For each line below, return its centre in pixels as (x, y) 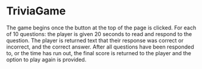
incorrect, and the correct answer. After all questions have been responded (100, 47)
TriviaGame (36, 11)
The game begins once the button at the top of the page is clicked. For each (101, 28)
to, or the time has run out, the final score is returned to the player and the (99, 53)
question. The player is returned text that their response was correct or (95, 40)
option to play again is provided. (46, 59)
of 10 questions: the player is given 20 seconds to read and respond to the (99, 34)
